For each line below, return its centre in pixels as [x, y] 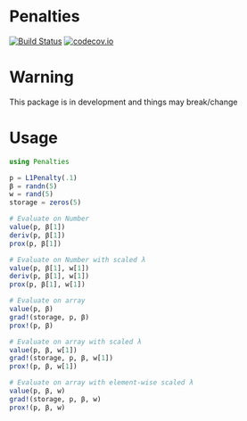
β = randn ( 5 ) [33, 186]
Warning [41, 77]
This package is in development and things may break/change [123, 102]
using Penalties [39, 161]
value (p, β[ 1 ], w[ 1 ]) [49, 268]
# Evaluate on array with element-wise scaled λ [101, 383]
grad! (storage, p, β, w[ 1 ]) [62, 359]
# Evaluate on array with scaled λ [75, 342]
